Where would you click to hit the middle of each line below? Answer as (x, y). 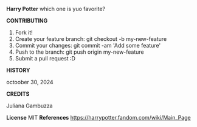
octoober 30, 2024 (30, 82)
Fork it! (24, 32)
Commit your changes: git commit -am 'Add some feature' (88, 45)
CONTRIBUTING (27, 20)
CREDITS (18, 94)
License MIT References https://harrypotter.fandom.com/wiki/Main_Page (98, 118)
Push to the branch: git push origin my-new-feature (79, 52)
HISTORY (18, 70)
